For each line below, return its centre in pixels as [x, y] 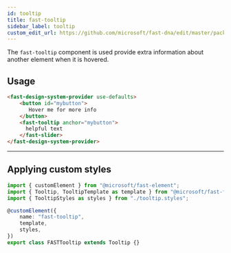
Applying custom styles [59, 169]
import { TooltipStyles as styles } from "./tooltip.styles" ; [98, 198]
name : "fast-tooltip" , [52, 217]
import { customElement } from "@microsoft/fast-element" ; [93, 185]
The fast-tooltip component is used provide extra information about [106, 52]
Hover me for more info [63, 110]
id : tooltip [24, 13]
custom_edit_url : [32, 33]
